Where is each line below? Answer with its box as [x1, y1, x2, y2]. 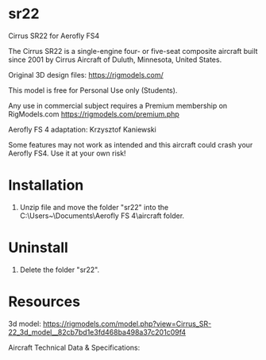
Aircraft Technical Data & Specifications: [8, 343, 141, 352]
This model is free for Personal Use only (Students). [8, 85, 178, 95]
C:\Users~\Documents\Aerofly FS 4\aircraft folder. [19, 211, 185, 220]
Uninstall [8, 239, 69, 257]
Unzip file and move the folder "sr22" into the [19, 202, 169, 212]
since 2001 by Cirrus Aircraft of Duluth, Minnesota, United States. [8, 55, 222, 64]
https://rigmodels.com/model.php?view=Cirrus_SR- [42, 319, 212, 328]
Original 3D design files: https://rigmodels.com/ [8, 70, 164, 79]
